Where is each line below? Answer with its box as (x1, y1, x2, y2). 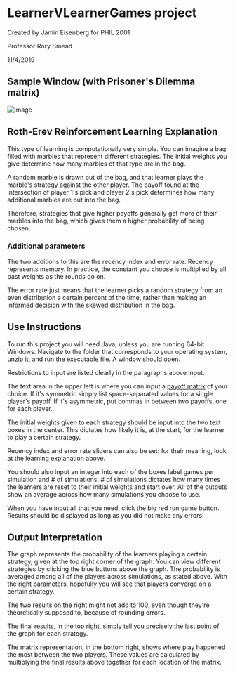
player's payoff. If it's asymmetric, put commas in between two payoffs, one (7, 397, 227, 405)
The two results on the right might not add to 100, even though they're (7, 601, 210, 609)
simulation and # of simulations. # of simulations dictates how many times (7, 475, 221, 483)
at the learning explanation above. (7, 454, 106, 462)
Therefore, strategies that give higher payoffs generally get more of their (7, 209, 217, 217)
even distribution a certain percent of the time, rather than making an (7, 293, 207, 301)
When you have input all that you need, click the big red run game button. (7, 504, 220, 512)
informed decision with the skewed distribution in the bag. (7, 301, 175, 309)
